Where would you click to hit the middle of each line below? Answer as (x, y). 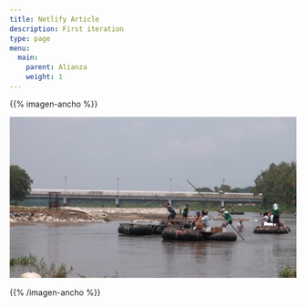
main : (28, 58)
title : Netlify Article (55, 19)
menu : (20, 48)
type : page (30, 38)
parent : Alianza (57, 67)
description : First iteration (67, 29)
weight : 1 (45, 77)
